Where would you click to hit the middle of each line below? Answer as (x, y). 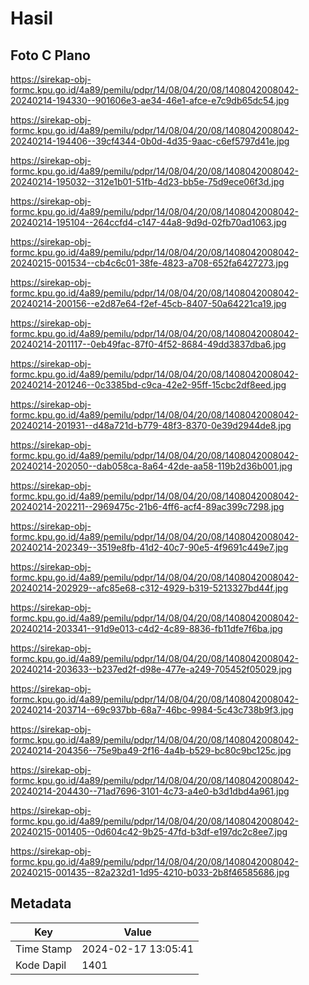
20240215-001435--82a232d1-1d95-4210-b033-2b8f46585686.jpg (150, 872)
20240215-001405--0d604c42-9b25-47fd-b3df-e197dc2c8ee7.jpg (149, 831)
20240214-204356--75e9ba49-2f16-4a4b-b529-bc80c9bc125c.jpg (151, 750)
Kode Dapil (41, 965)
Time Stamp (44, 949)
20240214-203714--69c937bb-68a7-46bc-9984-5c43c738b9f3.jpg (152, 710)
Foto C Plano (50, 55)
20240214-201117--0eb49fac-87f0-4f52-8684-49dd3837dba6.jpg (148, 344)
